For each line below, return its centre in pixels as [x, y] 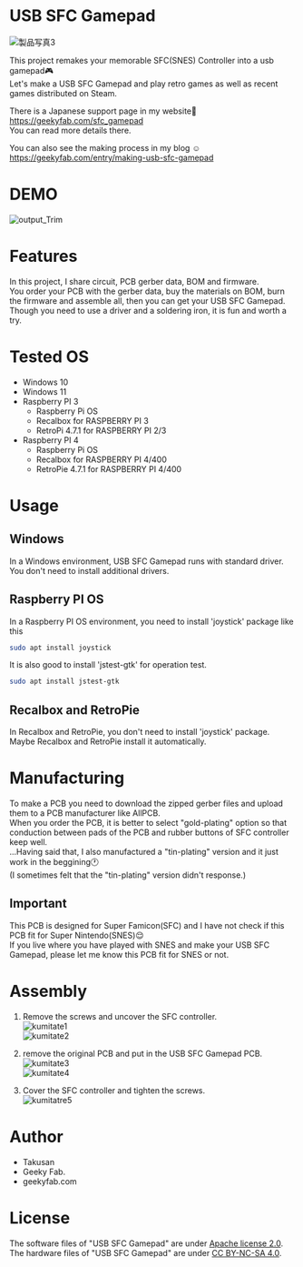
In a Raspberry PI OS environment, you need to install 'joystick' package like [151, 621]
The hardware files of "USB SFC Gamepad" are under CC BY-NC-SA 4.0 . [146, 1252]
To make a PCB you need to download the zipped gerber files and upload [147, 804]
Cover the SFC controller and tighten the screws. [114, 1090]
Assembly [49, 991]
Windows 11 [44, 391]
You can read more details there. [70, 130]
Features [44, 256]
